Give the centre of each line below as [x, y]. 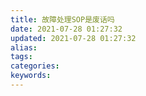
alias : [24, 47]
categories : [35, 66]
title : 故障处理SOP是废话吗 [62, 19]
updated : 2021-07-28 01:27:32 [73, 38]
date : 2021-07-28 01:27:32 [66, 29]
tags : [21, 57]
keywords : [31, 76]
